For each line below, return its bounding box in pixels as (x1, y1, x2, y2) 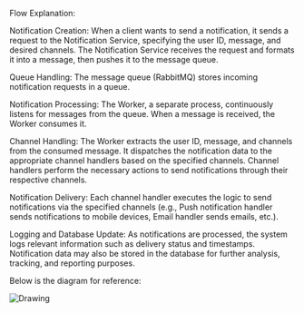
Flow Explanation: (9, 8, 75, 18)
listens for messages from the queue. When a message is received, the (9, 109, 275, 119)
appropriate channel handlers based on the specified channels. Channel (9, 155, 279, 166)
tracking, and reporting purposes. (9, 258, 135, 269)
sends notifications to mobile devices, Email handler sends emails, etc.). (9, 211, 279, 221)
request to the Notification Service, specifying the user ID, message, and (9, 35, 281, 45)
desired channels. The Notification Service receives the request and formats (9, 44, 295, 55)
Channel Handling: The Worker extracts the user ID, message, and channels (9, 136, 293, 146)
